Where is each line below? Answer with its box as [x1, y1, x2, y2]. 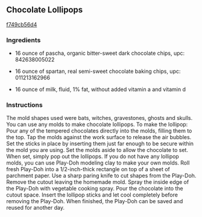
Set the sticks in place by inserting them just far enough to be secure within [6, 140, 194, 147]
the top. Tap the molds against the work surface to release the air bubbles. [6, 134, 192, 141]
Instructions [6, 101, 43, 109]
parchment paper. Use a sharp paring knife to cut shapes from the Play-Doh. [6, 172, 197, 180]
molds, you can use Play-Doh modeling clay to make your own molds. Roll [6, 159, 190, 166]
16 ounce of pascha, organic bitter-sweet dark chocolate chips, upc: [14, 49, 185, 57]
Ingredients [6, 36, 41, 44]
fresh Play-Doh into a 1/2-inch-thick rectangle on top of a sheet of [6, 166, 171, 173]
